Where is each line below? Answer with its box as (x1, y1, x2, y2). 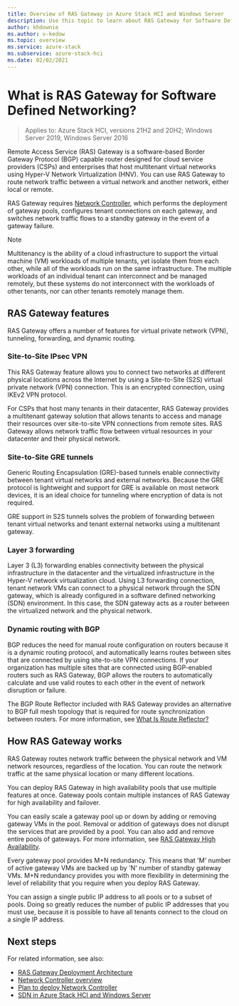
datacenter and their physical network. (7, 434, 121, 443)
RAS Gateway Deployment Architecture (17, 968, 133, 977)
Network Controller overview (17, 975, 103, 985)
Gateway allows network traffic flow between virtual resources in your (7, 427, 213, 435)
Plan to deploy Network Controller (17, 983, 117, 992)
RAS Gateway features (7, 307, 110, 320)
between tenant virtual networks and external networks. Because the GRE (7, 476, 224, 484)
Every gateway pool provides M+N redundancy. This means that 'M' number (7, 856, 231, 865)
